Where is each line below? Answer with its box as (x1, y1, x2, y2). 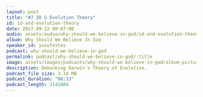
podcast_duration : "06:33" (6, 76, 74, 82)
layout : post (6, 8, 39, 15)
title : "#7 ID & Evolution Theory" (6, 14, 96, 20)
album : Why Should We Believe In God (6, 37, 101, 43)
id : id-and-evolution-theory (6, 20, 80, 26)
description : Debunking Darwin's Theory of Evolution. (6, 64, 147, 71)
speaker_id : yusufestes (6, 43, 66, 49)
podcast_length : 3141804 (6, 82, 69, 88)
